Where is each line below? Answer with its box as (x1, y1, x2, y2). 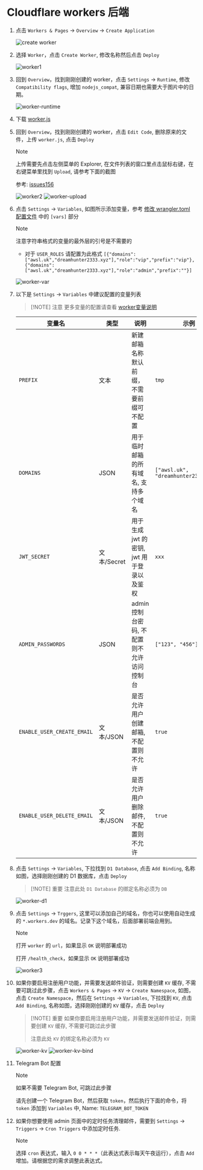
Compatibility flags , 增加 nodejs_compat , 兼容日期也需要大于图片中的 (15, 83, 189, 91)
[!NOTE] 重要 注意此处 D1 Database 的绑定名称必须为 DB (30, 885, 167, 892)
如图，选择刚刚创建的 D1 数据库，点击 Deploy (15, 872, 127, 879)
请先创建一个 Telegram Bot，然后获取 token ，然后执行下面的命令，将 (15, 1097, 187, 1104)
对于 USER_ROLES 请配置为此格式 (24, 250, 103, 257)
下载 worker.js (15, 115, 51, 123)
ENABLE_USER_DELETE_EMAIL (18, 812, 93, 819)
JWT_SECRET (18, 553, 50, 560)
